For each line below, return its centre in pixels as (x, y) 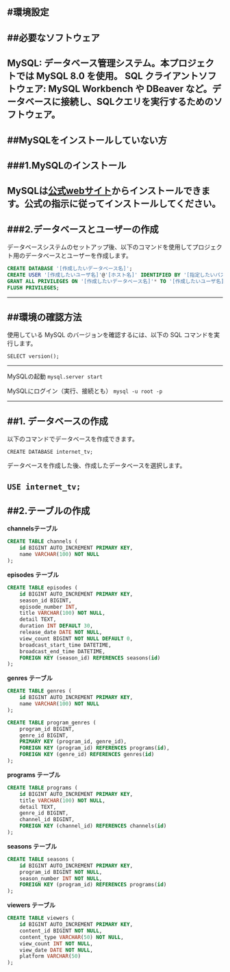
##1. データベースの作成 (57, 421)
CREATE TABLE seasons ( (41, 859)
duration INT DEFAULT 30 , (56, 626)
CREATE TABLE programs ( (42, 788)
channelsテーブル (33, 528)
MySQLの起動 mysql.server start (55, 376)
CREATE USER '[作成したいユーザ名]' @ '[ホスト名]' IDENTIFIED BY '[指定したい (111, 275)
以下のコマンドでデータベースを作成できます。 (73, 439)
